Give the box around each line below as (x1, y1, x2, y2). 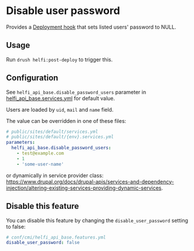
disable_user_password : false (6, 240, 80, 246)
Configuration (6, 73, 59, 83)
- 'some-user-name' (16, 161, 64, 167)
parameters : (6, 139, 35, 146)
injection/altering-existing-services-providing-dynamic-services (6, 184, 162, 191)
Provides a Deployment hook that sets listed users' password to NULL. (6, 23, 176, 30)
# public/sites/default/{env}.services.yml (6, 134, 114, 140)
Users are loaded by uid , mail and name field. (6, 106, 114, 113)
